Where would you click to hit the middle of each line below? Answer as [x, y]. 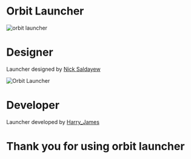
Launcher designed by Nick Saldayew [54, 69]
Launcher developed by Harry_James [53, 122]
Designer [30, 52]
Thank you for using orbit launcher [95, 146]
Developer [33, 105]
